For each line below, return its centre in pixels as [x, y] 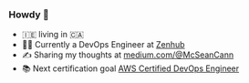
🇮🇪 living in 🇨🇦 [52, 35]
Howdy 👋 [29, 15]
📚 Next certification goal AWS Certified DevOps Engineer [130, 68]
